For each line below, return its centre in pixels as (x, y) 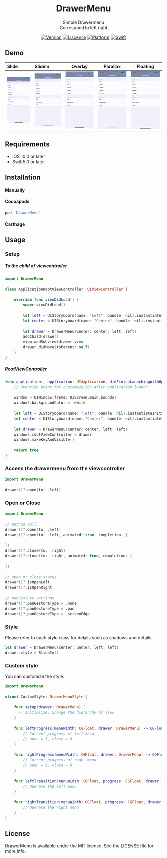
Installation (23, 178)
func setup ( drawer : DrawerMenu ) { (50, 707)
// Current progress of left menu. (60, 733)
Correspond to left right (83, 27)
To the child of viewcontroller (36, 266)
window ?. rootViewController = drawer (53, 434)
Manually (15, 190)
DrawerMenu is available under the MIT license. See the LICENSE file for (79, 846)
